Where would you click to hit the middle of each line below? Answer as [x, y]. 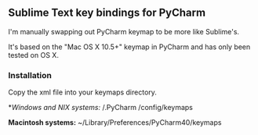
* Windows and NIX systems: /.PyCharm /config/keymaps [101, 108]
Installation [30, 75]
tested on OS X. [33, 55]
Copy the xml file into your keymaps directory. [82, 92]
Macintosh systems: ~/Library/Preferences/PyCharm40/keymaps [115, 123]
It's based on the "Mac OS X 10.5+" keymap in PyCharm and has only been [129, 47]
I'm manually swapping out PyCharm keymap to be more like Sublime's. [124, 31]
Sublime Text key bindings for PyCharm [107, 13]
